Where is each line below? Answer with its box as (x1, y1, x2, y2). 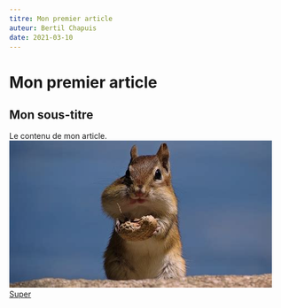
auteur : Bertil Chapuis (9, 23, 98, 33)
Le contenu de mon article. (9, 131, 108, 142)
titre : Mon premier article (9, 14, 113, 23)
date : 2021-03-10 (9, 33, 74, 42)
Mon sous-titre (9, 107, 94, 122)
